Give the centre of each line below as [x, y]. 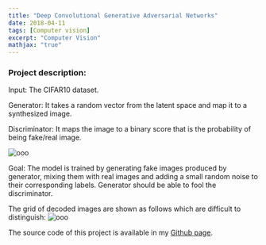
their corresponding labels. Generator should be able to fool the [112, 185]
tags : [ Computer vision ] [49, 30]
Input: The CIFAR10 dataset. [54, 90]
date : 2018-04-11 [37, 23]
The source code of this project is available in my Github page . [110, 233]
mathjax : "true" [35, 45]
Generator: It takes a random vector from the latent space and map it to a [128, 105]
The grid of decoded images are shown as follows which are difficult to [125, 209]
